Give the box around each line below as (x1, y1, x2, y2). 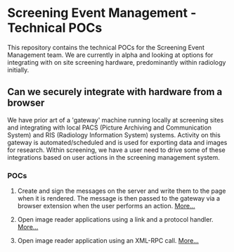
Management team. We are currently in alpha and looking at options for (7, 51, 214, 59)
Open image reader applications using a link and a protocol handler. (17, 215, 214, 224)
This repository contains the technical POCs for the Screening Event (7, 43, 205, 51)
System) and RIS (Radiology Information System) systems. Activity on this (7, 130, 221, 139)
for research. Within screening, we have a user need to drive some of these (7, 146, 226, 154)
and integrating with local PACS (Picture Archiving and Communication (7, 123, 212, 132)
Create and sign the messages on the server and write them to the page (17, 187, 226, 195)
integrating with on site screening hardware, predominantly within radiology (7, 58, 226, 66)
